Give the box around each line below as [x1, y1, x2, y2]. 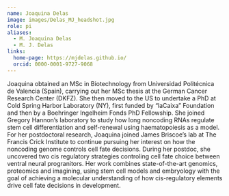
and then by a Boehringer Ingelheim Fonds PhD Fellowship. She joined [7, 109, 205, 117]
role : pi [7, 23, 32, 29]
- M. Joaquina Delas [13, 36, 72, 42]
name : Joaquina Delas [7, 10, 69, 17]
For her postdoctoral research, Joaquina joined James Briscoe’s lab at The [7, 130, 217, 139]
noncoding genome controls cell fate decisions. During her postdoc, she [7, 145, 211, 153]
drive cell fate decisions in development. [7, 181, 121, 189]
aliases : [7, 29, 32, 36]
